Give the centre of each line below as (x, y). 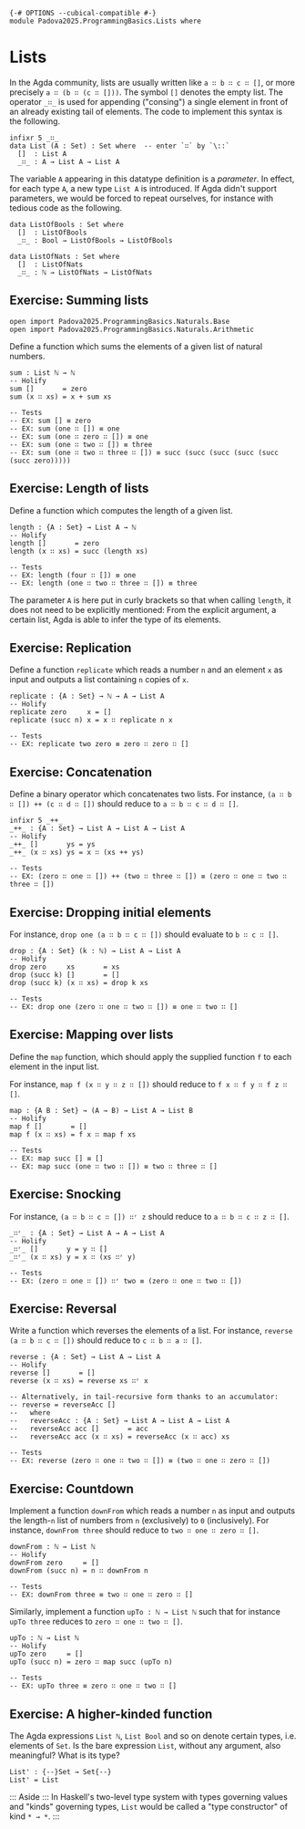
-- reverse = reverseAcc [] (63, 1405)
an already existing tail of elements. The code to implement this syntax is (146, 111)
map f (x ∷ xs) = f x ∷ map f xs (73, 1134)
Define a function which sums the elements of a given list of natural (136, 346)
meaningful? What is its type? (65, 1755)
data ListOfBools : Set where (67, 224)
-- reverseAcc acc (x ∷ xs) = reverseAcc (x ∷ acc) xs (120, 1437)
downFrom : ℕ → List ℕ (52, 1547)
